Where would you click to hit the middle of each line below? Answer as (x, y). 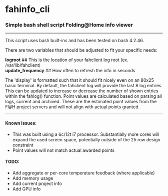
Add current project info (37, 183)
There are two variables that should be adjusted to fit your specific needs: (81, 50)
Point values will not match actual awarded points (63, 150)
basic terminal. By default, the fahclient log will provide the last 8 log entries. (84, 86)
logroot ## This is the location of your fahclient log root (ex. (67, 60)
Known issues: (21, 123)
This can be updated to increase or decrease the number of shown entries (82, 91)
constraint (23, 145)
